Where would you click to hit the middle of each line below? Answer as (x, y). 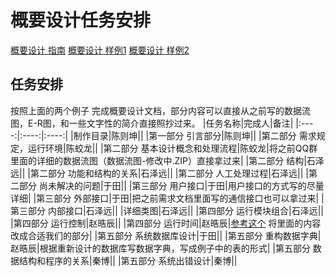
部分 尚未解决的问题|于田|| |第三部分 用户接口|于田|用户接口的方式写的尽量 (171, 185)
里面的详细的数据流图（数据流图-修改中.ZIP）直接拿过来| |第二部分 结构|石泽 (167, 160)
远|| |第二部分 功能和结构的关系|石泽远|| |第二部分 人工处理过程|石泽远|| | (159, 173)
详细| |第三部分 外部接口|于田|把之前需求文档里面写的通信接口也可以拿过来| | (167, 198)
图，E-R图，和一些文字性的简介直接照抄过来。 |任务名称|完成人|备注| (152, 123)
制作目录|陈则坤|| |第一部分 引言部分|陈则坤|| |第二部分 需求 (195, 135)
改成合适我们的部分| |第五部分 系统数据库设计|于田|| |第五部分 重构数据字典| (166, 235)
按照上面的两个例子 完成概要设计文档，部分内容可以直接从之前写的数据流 (160, 110)
